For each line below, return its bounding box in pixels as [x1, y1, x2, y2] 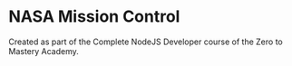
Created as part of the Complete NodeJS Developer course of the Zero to [8, 36, 283, 47]
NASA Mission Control [8, 6, 180, 27]
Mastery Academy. [8, 45, 79, 56]
